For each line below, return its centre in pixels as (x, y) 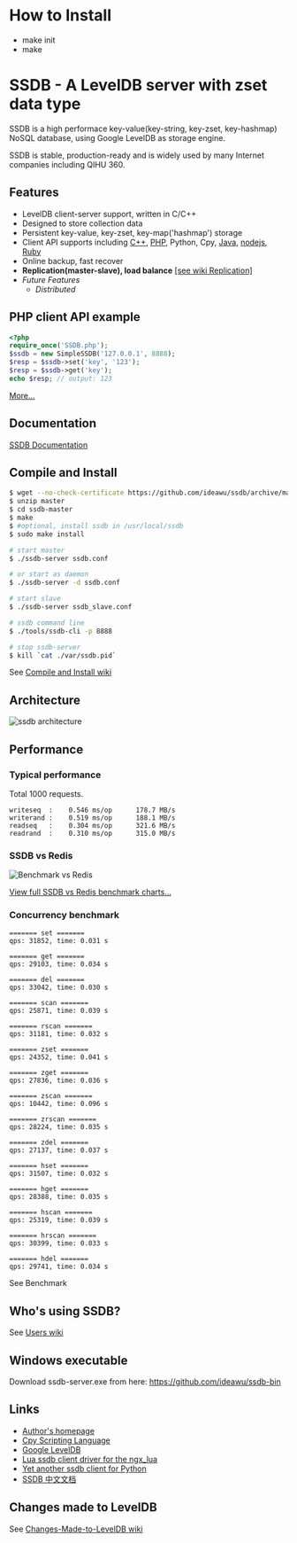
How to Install (61, 16)
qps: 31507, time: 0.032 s (59, 1174)
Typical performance (55, 775)
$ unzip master (37, 502)
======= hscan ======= (51, 1212)
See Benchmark (38, 1283)
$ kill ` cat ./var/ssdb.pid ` (63, 655)
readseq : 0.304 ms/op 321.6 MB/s (92, 825)
